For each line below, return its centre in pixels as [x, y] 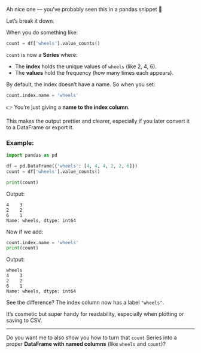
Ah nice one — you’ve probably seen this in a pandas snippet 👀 [84, 9]
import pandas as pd [32, 156]
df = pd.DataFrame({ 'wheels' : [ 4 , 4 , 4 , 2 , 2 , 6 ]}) [72, 166]
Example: [20, 142]
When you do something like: [42, 32]
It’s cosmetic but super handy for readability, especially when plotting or [95, 314]
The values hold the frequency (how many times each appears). [94, 72]
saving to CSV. [24, 321]
